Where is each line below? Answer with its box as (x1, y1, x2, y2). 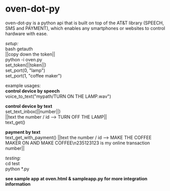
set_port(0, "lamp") (5, 67, 46, 73)
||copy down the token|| (5, 51, 56, 57)
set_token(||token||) (5, 62, 47, 68)
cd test (5, 160, 20, 166)
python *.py (5, 166, 29, 172)
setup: (5, 40, 19, 46)
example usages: (5, 82, 41, 89)
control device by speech (5, 88, 60, 94)
